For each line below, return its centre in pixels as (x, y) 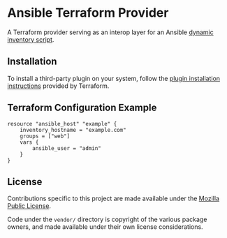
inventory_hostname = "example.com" (73, 130)
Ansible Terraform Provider (88, 13)
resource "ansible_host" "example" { (62, 124)
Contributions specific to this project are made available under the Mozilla (113, 199)
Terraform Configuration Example (82, 108)
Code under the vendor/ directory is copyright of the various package (107, 220)
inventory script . (31, 39)
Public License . (29, 206)
